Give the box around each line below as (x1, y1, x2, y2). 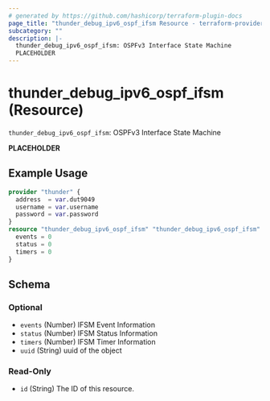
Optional (8, 301, 43, 312)
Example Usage (8, 167, 88, 180)
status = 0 (15, 240, 52, 248)
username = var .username (15, 203, 99, 211)
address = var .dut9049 (15, 195, 95, 204)
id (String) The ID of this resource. (19, 384, 135, 394)
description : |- (8, 34, 63, 43)
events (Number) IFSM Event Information (19, 320, 155, 330)
